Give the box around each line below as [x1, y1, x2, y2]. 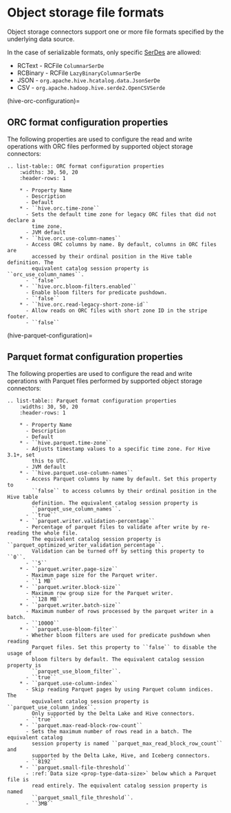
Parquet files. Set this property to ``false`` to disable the [32, 644, 217, 651]
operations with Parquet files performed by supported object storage [7, 377, 203, 385]
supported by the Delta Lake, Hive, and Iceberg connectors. [32, 752, 211, 759]
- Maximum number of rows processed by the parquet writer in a [25, 608, 214, 614]
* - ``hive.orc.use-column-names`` [19, 235, 122, 242]
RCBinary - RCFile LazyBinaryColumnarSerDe [16, 69, 141, 77]
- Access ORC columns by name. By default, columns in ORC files [25, 241, 217, 248]
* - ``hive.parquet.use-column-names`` [19, 469, 134, 476]
